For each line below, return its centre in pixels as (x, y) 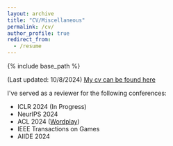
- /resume (27, 46)
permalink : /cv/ (31, 27)
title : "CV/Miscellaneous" (46, 20)
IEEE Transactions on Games (58, 129)
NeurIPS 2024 (38, 114)
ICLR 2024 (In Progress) (52, 107)
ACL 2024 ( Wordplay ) (48, 122)
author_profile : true (39, 33)
